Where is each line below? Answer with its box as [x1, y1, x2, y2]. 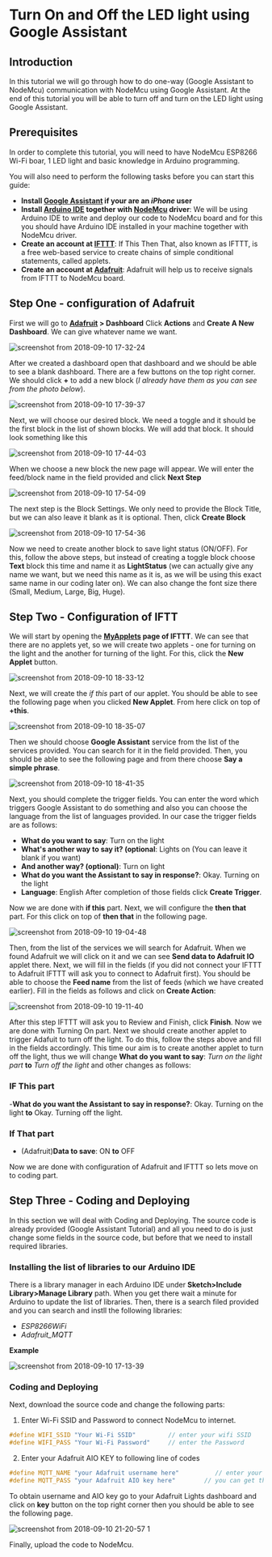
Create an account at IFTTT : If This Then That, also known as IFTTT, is [20, 239, 258, 248]
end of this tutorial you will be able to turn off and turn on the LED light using [9, 94, 263, 103]
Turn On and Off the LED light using [9, 6, 250, 24]
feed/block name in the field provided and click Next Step [9, 472, 202, 482]
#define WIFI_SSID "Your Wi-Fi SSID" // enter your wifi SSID [9, 1431, 252, 1440]
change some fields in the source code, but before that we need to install [9, 1232, 253, 1242]
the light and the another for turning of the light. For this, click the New [9, 649, 245, 659]
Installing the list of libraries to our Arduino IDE [9, 1261, 196, 1272]
